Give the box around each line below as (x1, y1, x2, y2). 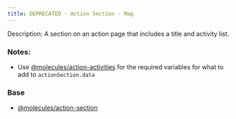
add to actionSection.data (17, 70, 95, 78)
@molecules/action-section (17, 104, 98, 112)
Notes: (7, 47, 31, 57)
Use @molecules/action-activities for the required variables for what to (17, 62, 224, 71)
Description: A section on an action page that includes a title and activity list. (7, 29, 230, 38)
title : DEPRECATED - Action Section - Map (7, 10, 134, 17)
